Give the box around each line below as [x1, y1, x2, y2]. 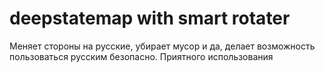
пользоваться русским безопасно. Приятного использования [9, 50, 274, 62]
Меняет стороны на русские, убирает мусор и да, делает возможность [9, 40, 316, 52]
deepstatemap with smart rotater [9, 7, 291, 30]
